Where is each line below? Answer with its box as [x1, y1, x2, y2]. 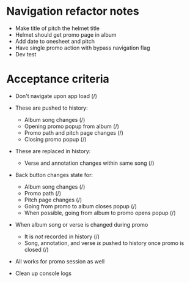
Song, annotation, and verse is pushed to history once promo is [24, 239, 185, 246]
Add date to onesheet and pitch [15, 37, 95, 45]
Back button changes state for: [15, 171, 93, 178]
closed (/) [24, 246, 49, 253]
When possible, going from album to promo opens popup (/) [24, 209, 176, 216]
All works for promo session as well [15, 257, 105, 265]
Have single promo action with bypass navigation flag [15, 44, 151, 51]
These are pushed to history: [15, 104, 89, 111]
